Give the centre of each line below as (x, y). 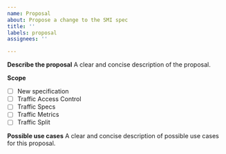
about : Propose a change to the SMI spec (68, 20)
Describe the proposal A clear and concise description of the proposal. (109, 65)
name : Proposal (29, 13)
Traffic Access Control (49, 99)
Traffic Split (34, 122)
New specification (43, 91)
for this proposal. (31, 143)
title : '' (21, 26)
